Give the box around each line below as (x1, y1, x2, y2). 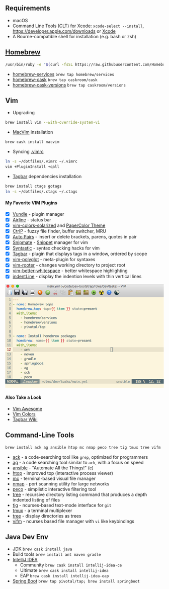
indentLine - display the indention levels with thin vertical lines (12, 274, 142, 280)
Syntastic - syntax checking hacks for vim (12, 245, 100, 251)
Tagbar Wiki (12, 416, 38, 422)
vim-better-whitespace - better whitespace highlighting (12, 268, 128, 274)
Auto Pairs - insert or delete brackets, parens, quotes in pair (12, 234, 137, 240)
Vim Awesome (12, 405, 43, 411)
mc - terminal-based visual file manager (12, 475, 96, 481)
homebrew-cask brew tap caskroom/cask (12, 76, 98, 82)
